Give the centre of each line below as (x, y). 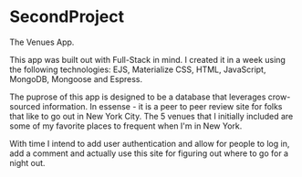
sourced (25, 106)
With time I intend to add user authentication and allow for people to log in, (150, 143)
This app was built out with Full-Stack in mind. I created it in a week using (147, 59)
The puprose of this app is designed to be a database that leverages (138, 97)
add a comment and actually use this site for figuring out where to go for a (149, 153)
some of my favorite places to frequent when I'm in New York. (126, 126)
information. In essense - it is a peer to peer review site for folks (162, 106)
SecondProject (67, 17)
